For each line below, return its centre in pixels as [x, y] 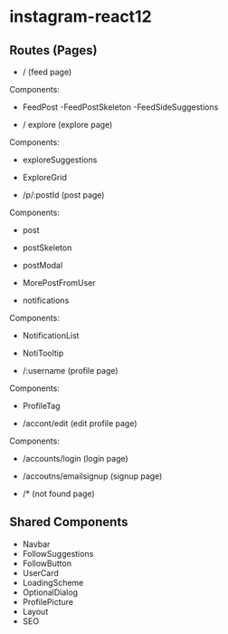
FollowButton [47, 563]
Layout [35, 611]
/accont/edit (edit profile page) [80, 423]
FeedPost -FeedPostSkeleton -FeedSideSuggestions [120, 107]
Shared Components [69, 522]
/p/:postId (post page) [63, 195]
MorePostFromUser [59, 283]
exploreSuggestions [60, 160]
